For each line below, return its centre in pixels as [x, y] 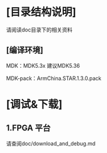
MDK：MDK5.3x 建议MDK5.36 [43, 65]
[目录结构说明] [41, 12]
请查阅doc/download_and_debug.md [51, 144]
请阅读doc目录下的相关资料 [39, 30]
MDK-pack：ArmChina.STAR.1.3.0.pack [54, 78]
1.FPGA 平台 [28, 128]
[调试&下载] [34, 104]
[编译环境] [25, 50]
